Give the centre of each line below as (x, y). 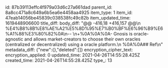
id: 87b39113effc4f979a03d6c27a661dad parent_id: (59, 7)
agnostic (14, 39)
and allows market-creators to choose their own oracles (82, 39)
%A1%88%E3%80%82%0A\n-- (39, 34)
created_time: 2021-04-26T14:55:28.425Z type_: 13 (59, 60)
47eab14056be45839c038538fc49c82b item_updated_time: (68, 18)
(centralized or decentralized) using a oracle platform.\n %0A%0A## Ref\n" (84, 44)
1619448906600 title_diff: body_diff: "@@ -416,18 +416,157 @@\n (73, 23)
